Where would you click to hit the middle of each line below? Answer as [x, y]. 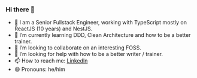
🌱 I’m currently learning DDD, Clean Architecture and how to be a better [102, 35]
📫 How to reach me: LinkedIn [51, 61]
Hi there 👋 [20, 10]
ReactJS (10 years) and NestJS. [53, 29]
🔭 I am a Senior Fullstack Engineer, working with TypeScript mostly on [100, 23]
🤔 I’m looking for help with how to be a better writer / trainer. [88, 54]
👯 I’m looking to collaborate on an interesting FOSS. [78, 48]
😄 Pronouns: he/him [40, 69]
